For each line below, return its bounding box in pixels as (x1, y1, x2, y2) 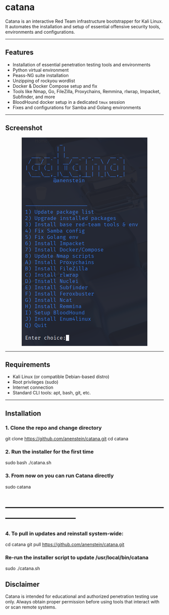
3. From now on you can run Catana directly (5, 472, 114, 480)
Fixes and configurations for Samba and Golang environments (12, 104, 141, 110)
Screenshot (5, 124, 43, 132)
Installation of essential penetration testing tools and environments (12, 61, 151, 67)
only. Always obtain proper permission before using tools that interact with (5, 599, 160, 605)
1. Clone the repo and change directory (5, 424, 102, 431)
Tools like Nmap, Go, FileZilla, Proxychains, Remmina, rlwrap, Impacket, (12, 88, 161, 94)
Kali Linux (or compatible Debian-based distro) (12, 374, 110, 380)
